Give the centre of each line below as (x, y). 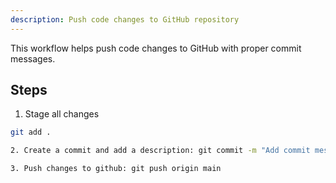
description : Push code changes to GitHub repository (125, 19)
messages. (33, 58)
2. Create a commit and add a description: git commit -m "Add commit (160, 151)
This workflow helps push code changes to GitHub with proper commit (156, 48)
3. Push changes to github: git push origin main (116, 169)
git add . (31, 132)
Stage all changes (62, 114)
